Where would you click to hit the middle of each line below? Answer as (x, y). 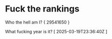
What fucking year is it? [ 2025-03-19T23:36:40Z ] (56, 31)
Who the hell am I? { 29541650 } (37, 22)
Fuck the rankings (42, 9)
